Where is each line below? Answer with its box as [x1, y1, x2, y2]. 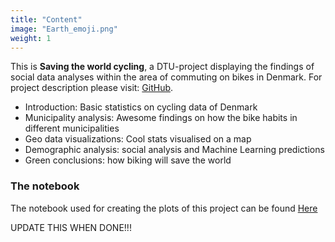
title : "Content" [10, 14, 83, 25]
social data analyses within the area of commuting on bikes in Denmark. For [10, 71, 323, 83]
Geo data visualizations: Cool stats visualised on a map [24, 133, 252, 145]
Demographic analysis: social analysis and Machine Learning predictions [24, 144, 325, 156]
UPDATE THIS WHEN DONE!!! [10, 221, 132, 233]
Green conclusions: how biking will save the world [24, 154, 232, 166]
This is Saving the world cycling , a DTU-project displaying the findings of [10, 61, 315, 73]
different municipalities [24, 122, 120, 135]
